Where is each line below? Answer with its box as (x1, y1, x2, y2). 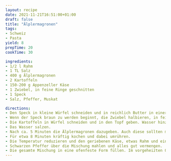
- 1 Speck (5, 92, 26, 97)
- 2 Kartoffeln (5, 78, 38, 83)
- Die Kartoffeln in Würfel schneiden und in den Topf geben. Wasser (5, 120, 156, 125)
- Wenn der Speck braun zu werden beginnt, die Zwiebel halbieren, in (5, 115, 158, 120)
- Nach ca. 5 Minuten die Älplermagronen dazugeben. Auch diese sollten (5, 129, 163, 134)
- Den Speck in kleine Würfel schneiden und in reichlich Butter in (5, 110, 154, 115)
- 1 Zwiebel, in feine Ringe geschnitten (5, 87, 95, 92)
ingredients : (5, 59, 33, 64)
